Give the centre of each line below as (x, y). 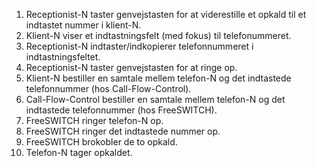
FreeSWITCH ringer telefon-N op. (94, 120)
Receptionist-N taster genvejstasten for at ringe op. (131, 67)
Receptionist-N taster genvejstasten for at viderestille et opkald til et (166, 14)
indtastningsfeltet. (63, 57)
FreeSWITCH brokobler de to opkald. (101, 142)
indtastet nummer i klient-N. (83, 25)
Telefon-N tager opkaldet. (79, 152)
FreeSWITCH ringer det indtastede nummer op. (123, 131)
